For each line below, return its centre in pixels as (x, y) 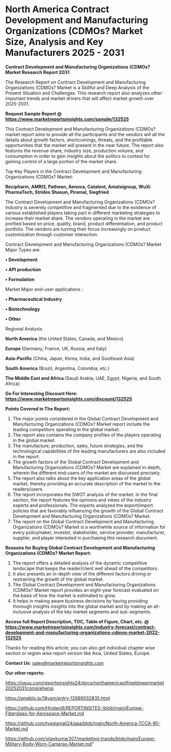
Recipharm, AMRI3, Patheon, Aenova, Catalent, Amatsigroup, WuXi (78, 187)
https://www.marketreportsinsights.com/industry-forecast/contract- (81, 627)
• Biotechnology (23, 309)
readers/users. (28, 489)
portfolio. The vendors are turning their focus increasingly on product (78, 229)
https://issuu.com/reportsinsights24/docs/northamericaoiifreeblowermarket (85, 683)
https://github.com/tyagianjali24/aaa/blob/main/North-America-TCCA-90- (83, 723)
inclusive (22, 612)
